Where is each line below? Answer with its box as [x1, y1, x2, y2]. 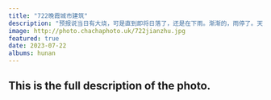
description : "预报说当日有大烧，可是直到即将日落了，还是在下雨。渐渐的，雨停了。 [8, 19, 257, 27]
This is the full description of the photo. [8, 79, 211, 93]
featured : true [8, 34, 60, 43]
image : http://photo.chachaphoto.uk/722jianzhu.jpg [8, 27, 186, 35]
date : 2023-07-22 [8, 42, 67, 50]
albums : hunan [8, 49, 56, 57]
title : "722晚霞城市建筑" [8, 11, 89, 20]
